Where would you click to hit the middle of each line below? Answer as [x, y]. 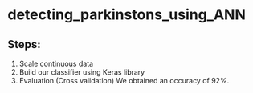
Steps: [24, 44]
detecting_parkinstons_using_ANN [127, 15]
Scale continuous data [56, 63]
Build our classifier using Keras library [82, 72]
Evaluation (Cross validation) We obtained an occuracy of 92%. [124, 81]
